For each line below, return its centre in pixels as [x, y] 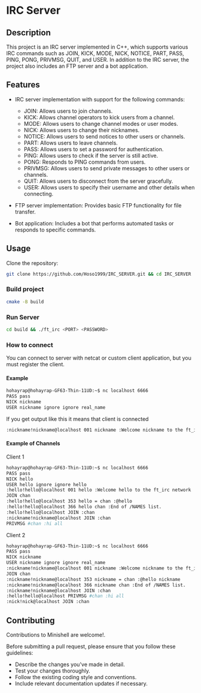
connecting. [39, 194]
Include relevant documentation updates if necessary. [81, 683]
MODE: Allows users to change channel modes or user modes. [101, 123]
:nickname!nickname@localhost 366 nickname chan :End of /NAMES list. [96, 585]
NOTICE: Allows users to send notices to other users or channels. [104, 136]
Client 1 [15, 457]
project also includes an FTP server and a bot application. [77, 66]
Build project [25, 290]
